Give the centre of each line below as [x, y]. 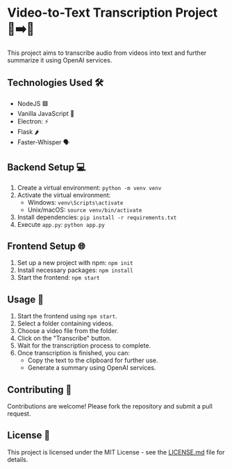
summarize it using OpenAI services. [60, 60]
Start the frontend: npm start [58, 278]
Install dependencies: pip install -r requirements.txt [97, 217]
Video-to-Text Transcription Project [113, 13]
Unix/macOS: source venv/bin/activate [85, 210]
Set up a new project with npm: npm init [75, 263]
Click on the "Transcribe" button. [64, 339]
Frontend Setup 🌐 [46, 246]
